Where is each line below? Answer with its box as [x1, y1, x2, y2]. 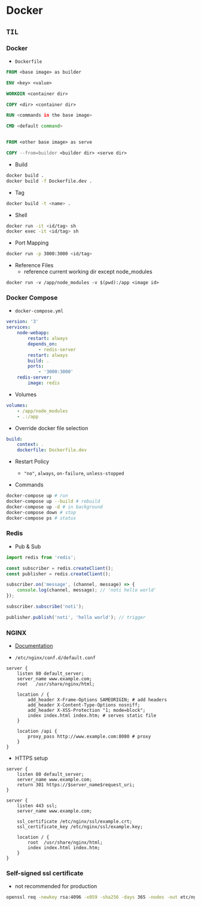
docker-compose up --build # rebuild [6, 499, 100, 505]
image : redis [28, 380, 60, 386]
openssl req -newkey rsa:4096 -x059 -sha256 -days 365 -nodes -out [6, 894, 178, 901]
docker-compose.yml [14, 308, 64, 315]
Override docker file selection [14, 424, 89, 431]
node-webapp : [17, 330, 50, 336]
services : [6, 324, 31, 330]
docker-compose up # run [6, 493, 68, 499]
